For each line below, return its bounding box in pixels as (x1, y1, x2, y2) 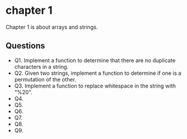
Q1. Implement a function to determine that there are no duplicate (14, 56, 176, 64)
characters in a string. (14, 63, 69, 70)
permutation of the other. (14, 75, 76, 83)
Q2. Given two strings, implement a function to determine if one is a (14, 69, 182, 77)
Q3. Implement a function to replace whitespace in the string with (14, 82, 176, 89)
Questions (5, 41, 46, 51)
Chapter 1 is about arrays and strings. (5, 23, 98, 31)
